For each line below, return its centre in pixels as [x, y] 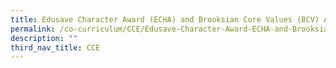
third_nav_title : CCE [55, 47]
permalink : [33, 29]
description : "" [44, 38]
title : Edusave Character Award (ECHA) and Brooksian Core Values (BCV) [165, 19]
